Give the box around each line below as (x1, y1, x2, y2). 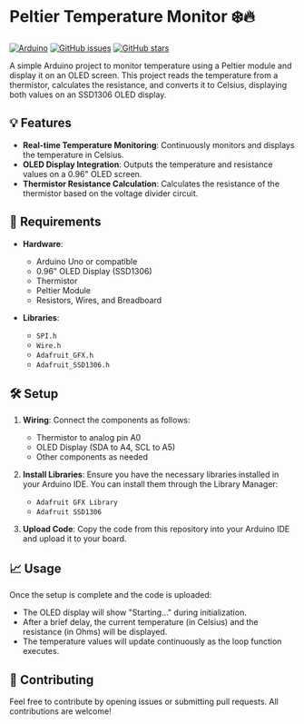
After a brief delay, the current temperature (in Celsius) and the (22, 617, 259, 628)
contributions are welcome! (9, 706, 112, 717)
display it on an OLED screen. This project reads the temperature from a (9, 69, 279, 81)
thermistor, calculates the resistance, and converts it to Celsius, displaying (9, 79, 288, 90)
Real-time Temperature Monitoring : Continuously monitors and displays (22, 139, 295, 150)
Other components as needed (35, 451, 148, 462)
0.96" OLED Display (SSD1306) (35, 265, 152, 276)
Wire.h (35, 341, 62, 350)
